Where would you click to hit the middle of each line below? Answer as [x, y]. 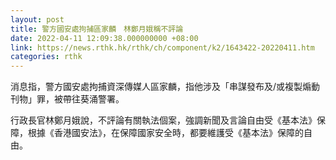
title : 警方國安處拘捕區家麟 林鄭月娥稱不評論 [97, 29]
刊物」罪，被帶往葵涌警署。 [67, 99]
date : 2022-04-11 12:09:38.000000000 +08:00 [104, 38]
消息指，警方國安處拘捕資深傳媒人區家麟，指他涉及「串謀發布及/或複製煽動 [165, 87]
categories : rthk [46, 57]
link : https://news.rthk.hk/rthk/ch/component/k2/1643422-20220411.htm [162, 47]
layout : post [37, 19]
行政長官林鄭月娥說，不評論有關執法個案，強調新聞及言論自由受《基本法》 [163, 120]
